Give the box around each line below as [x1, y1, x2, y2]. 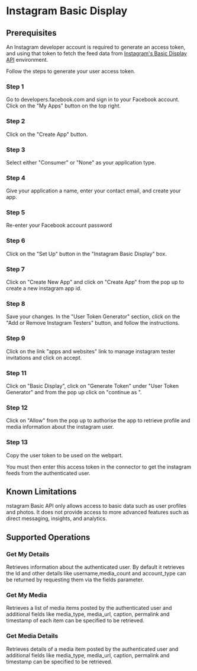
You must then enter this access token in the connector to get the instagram [6, 463, 192, 470]
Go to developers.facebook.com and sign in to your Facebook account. [6, 96, 180, 103]
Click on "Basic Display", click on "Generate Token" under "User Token [6, 382, 179, 390]
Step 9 [6, 334, 25, 343]
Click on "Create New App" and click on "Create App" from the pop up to [6, 278, 185, 286]
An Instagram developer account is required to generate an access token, [6, 43, 185, 50]
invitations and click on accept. [6, 354, 82, 361]
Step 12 [6, 403, 28, 412]
